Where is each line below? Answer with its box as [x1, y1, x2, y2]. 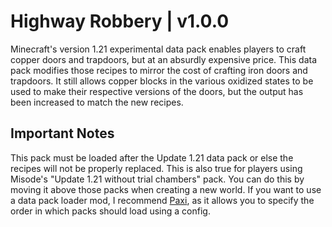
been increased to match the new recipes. [10, 96, 184, 108]
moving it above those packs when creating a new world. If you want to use [10, 183, 322, 195]
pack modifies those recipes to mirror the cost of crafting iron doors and [10, 64, 308, 76]
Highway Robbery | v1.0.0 [10, 10, 230, 33]
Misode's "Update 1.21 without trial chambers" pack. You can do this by [10, 173, 305, 185]
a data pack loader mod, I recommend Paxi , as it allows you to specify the [10, 194, 315, 206]
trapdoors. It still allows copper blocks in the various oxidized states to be [10, 75, 314, 87]
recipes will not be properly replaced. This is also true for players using [10, 162, 303, 174]
